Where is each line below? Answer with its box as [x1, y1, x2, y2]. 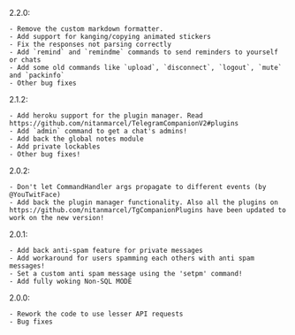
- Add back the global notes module [9, 134, 144, 143]
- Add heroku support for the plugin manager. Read [9, 111, 203, 120]
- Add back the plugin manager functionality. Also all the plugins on [9, 198, 278, 207]
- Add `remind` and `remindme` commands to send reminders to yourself [9, 48, 278, 57]
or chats [9, 56, 42, 65]
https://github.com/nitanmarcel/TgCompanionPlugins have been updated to [9, 206, 287, 215]
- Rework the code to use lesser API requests [9, 309, 184, 318]
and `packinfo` [9, 71, 65, 80]
